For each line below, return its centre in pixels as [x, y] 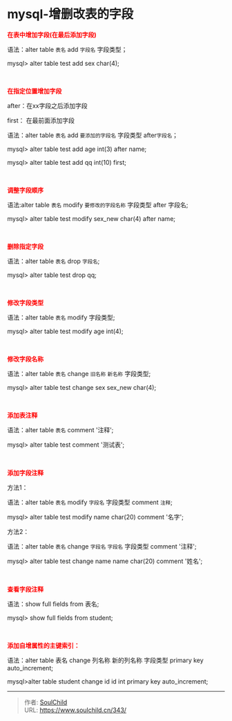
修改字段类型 [25, 303]
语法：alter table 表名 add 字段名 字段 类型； [67, 49]
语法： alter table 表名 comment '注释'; [60, 429]
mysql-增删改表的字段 [70, 14]
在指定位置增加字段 [35, 91]
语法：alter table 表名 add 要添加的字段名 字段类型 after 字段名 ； [93, 135]
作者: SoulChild [46, 702]
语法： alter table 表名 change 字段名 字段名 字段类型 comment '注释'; [102, 546]
